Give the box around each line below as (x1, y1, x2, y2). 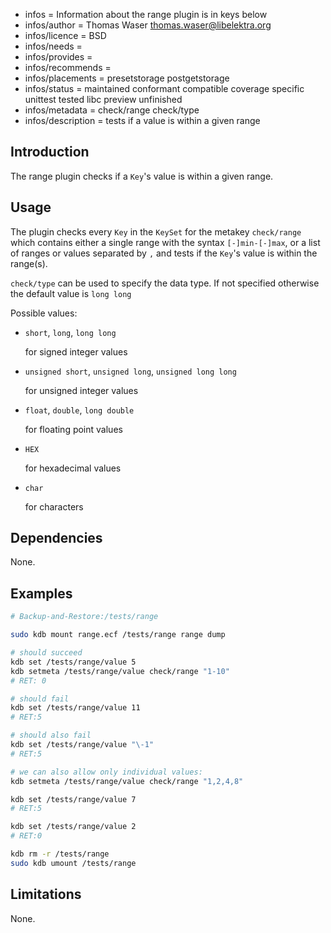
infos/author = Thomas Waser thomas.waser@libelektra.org (24, 19, 272, 31)
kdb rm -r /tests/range (10, 849, 110, 859)
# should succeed (10, 648, 83, 658)
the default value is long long (10, 287, 132, 299)
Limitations (10, 886, 82, 903)
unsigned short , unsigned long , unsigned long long (24, 365, 237, 377)
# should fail (10, 694, 70, 704)
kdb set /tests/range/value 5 (10, 657, 137, 667)
